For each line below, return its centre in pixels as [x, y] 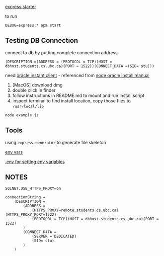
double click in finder [34, 90]
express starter [21, 7]
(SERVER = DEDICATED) [54, 237]
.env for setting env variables [35, 162]
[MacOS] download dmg [38, 85]
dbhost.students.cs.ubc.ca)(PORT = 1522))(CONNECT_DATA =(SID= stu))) [80, 66]
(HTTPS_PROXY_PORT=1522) [31, 215]
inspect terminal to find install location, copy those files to [71, 100]
